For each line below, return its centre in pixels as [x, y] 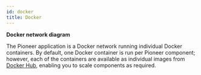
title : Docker [24, 17]
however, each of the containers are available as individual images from [96, 59]
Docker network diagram [38, 34]
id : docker [20, 12]
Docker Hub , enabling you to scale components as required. [81, 65]
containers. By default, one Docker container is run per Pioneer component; [101, 52]
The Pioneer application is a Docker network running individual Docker [94, 46]
